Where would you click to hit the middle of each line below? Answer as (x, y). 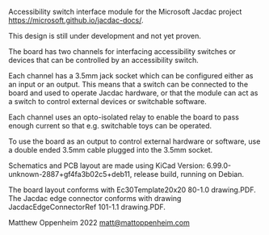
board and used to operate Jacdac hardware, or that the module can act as (133, 93)
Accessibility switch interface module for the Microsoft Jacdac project (125, 12)
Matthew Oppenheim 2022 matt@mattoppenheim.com (99, 222)
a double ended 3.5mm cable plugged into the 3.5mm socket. (111, 150)
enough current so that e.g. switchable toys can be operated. (110, 126)
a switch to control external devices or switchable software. (108, 101)
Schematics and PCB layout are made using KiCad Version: (107, 166)
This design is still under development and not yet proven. (105, 36)
